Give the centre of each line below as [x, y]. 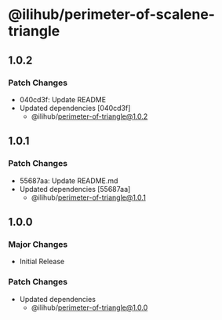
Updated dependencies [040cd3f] [75, 108]
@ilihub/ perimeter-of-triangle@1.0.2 [89, 116]
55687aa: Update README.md [69, 180]
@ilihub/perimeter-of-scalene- [112, 15]
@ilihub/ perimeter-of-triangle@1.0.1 [89, 197]
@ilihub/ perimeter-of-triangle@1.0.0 [89, 307]
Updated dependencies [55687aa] [75, 189]
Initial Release [42, 262]
